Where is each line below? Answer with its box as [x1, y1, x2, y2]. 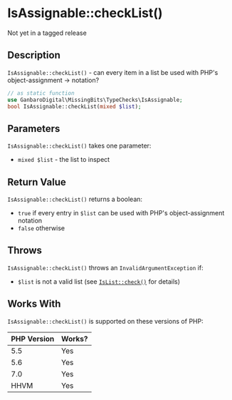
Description [7, 49, 60, 61]
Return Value [7, 176, 66, 188]
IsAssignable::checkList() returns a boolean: [7, 195, 143, 203]
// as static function [7, 89, 75, 97]
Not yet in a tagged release [7, 29, 87, 37]
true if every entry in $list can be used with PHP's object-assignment [17, 209, 225, 217]
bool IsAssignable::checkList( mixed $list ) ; [7, 103, 142, 110]
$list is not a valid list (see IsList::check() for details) [17, 277, 180, 286]
